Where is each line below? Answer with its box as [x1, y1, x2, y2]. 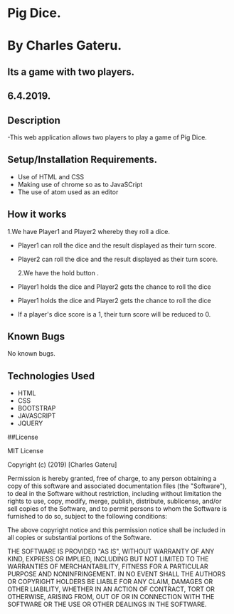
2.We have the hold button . [17, 268, 100, 277]
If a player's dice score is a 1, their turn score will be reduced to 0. [17, 309, 211, 318]
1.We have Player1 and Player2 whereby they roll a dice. [7, 227, 171, 235]
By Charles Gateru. [7, 38, 122, 54]
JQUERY [17, 419, 43, 428]
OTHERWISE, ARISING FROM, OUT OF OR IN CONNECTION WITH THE [7, 593, 215, 601]
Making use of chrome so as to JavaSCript [17, 180, 143, 189]
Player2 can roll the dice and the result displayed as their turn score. [17, 255, 218, 263]
